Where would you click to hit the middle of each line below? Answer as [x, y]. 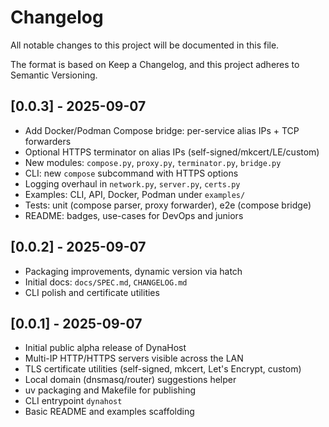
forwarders [48, 141]
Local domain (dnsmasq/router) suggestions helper [130, 380]
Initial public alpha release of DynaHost [105, 348]
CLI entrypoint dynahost [73, 401]
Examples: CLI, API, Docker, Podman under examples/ [135, 194]
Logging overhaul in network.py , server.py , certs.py [132, 183]
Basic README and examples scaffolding [109, 412]
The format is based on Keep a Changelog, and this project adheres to [155, 64]
